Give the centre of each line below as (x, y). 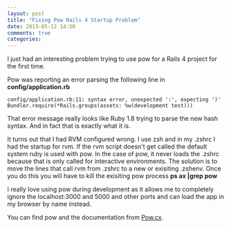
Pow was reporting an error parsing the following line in (86, 79)
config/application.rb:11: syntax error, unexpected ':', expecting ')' (114, 100)
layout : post (26, 13)
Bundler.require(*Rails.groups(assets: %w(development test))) (100, 106)
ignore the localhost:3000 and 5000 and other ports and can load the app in (116, 197)
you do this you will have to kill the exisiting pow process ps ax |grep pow (112, 176)
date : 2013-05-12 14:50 (41, 26)
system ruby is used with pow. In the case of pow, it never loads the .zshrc (113, 154)
